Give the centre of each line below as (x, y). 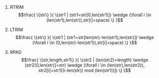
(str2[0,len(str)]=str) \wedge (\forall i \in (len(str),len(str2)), (85, 65)
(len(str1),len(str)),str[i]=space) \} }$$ (85, 20)
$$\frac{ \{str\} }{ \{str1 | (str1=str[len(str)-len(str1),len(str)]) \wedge (85, 37)
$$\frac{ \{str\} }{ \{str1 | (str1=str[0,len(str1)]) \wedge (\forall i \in (85, 15)
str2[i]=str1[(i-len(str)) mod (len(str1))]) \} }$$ (85, 70)
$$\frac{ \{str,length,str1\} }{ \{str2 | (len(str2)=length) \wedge (85, 60)
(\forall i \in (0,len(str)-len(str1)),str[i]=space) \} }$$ (85, 42)
